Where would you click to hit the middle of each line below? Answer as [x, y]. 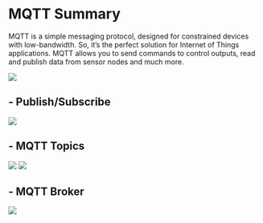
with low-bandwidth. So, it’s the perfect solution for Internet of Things [124, 44]
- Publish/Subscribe [60, 102]
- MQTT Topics [47, 146]
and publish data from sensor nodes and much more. [96, 62]
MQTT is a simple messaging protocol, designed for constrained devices [129, 36]
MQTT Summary [64, 14]
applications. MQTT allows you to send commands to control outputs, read [132, 53]
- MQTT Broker [46, 191]
